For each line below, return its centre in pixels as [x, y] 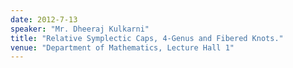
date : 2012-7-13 [44, 19]
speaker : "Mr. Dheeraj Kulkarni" [80, 29]
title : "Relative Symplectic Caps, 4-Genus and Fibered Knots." [147, 38]
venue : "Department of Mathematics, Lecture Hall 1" [122, 47]
